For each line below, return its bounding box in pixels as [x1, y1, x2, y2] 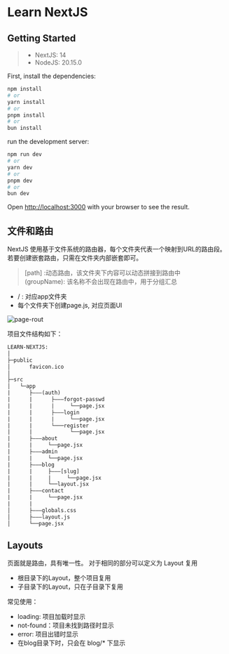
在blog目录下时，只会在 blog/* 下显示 [17, 639, 126, 647]
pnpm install [7, 112, 46, 119]
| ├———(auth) [7, 389, 61, 397]
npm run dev [7, 151, 42, 158]
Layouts [7, 539, 43, 551]
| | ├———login [7, 409, 80, 416]
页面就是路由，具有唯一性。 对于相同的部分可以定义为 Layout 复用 [7, 559, 198, 568]
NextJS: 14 [34, 51, 67, 59]
